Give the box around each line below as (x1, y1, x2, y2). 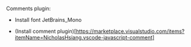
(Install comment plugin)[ (14, 28, 77, 35)
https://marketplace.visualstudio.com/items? (76, 28, 185, 35)
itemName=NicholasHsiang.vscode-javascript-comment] (14, 34, 155, 41)
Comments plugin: (6, 5, 51, 12)
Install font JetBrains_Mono (14, 16, 82, 23)
